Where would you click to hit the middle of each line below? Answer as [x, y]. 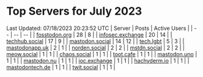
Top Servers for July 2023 [74, 11]
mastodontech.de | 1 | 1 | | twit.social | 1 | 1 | [61, 67]
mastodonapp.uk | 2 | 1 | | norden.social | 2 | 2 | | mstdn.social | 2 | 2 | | [96, 48]
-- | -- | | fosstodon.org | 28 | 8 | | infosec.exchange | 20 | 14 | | [93, 34]
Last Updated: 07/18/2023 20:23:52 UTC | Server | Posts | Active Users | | [100, 28]
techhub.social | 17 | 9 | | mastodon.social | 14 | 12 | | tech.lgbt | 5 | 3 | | [95, 41]
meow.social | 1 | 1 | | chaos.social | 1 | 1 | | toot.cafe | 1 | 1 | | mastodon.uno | [102, 54]
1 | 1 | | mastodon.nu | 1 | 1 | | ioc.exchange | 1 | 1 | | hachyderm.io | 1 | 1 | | [98, 61]
